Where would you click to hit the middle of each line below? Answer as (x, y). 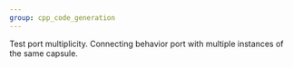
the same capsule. (44, 53)
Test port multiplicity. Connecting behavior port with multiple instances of (146, 44)
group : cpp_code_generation (63, 18)
